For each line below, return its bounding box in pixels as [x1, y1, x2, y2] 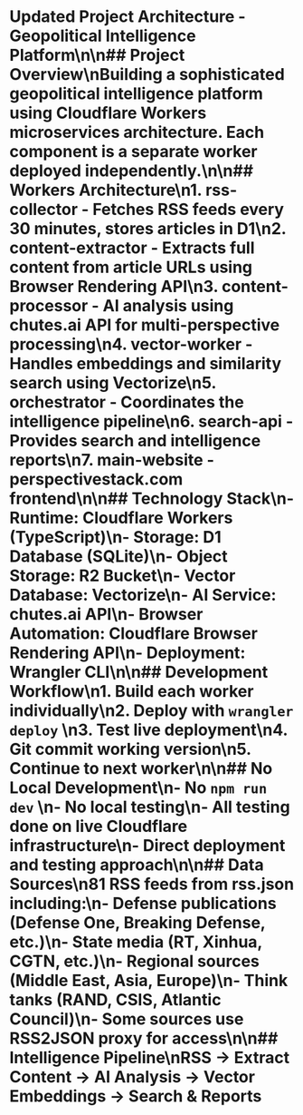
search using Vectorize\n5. [9, 373, 217, 394]
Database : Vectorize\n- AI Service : [9, 585, 277, 605]
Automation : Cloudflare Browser [9, 623, 258, 644]
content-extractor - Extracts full [9, 238, 255, 259]
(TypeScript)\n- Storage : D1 [9, 527, 222, 548]
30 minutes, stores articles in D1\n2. [9, 219, 287, 240]
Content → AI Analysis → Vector [9, 1067, 256, 1088]
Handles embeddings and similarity [9, 354, 282, 374]
